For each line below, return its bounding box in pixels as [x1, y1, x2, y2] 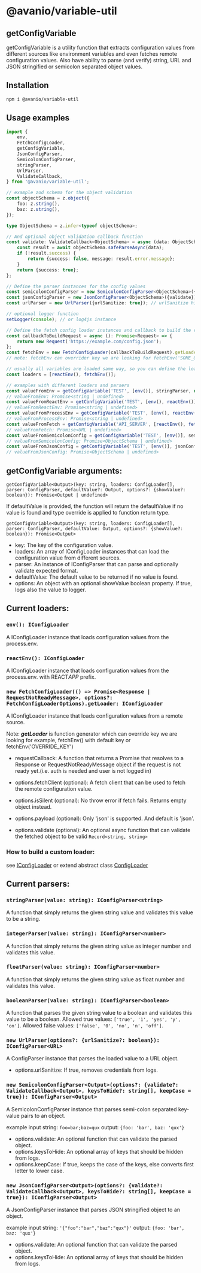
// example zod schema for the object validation [6, 190, 133, 196]
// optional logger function [6, 311, 79, 317]
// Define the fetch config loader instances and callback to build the [6, 327, 191, 333]
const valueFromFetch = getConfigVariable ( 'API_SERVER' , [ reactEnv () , [6, 421, 186, 427]
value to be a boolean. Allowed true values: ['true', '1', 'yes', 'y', [6, 1015, 181, 1023]
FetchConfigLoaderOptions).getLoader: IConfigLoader [6, 700, 163, 707]
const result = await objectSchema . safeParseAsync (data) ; [17, 244, 165, 251]
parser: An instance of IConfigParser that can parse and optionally [14, 560, 178, 567]
